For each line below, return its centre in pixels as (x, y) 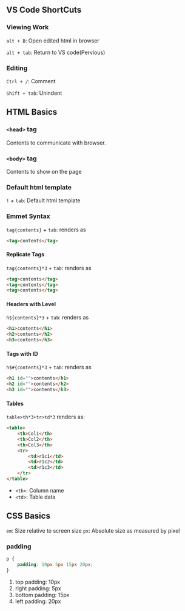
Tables (15, 403)
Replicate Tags (25, 254)
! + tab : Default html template (43, 200)
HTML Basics (32, 112)
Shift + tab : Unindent (34, 93)
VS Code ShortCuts (44, 10)
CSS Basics (28, 516)
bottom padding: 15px (42, 595)
